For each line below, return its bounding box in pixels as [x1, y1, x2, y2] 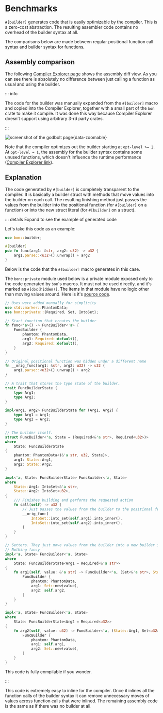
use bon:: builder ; [5, 235, 42, 240]
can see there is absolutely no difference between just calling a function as [5, 76, 155, 82]
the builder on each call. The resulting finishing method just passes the [5, 196, 147, 202]
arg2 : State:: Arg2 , [14, 462, 53, 467]
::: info [5, 90, 18, 96]
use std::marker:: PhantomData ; [5, 305, 68, 310]
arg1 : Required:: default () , [22, 336, 79, 342]
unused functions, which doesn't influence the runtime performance [5, 154, 142, 160]
